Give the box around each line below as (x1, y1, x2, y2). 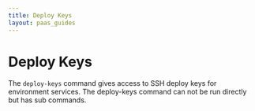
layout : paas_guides (8, 19, 77, 27)
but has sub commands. (8, 95, 87, 105)
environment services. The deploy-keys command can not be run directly (8, 87, 247, 97)
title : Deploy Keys (8, 11, 73, 20)
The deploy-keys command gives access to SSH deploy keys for (8, 79, 217, 88)
